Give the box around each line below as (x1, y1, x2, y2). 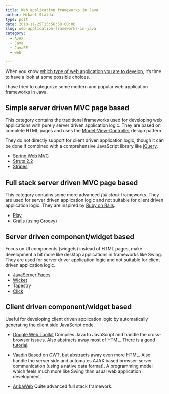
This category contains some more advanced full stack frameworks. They (5, 192, 159, 198)
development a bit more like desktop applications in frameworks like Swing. (5, 251, 163, 257)
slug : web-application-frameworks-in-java (5, 26, 96, 31)
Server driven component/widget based (5, 232, 135, 241)
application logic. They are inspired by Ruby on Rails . (5, 202, 115, 208)
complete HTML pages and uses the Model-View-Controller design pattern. (5, 128, 163, 134)
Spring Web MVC (12, 153, 49, 159)
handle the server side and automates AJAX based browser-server (12, 357, 152, 363)
